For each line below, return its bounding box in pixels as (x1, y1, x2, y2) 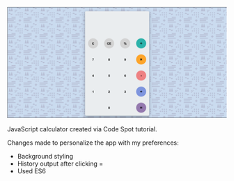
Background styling (17, 152, 74, 160)
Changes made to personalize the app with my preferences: (7, 138, 179, 147)
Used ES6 (17, 166, 47, 175)
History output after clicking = (17, 159, 104, 168)
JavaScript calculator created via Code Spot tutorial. (7, 124, 158, 133)
